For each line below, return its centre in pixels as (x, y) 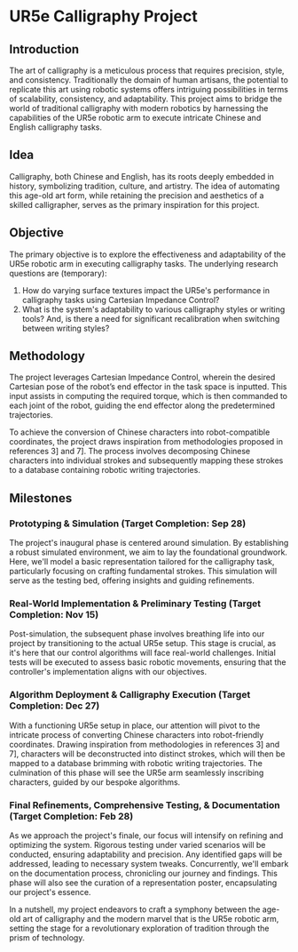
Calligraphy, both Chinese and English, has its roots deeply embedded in (142, 176)
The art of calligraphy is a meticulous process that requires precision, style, (147, 70)
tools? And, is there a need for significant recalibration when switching (151, 318)
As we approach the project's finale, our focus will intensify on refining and (146, 836)
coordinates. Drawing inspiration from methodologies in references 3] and (145, 744)
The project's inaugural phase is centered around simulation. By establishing (149, 543)
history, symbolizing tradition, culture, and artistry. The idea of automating (145, 186)
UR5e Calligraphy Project (103, 16)
